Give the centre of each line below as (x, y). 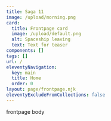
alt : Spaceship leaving (41, 39)
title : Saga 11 (25, 12)
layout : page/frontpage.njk (41, 89)
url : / (14, 61)
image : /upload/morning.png (41, 17)
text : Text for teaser (40, 45)
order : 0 (22, 84)
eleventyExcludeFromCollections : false (56, 95)
